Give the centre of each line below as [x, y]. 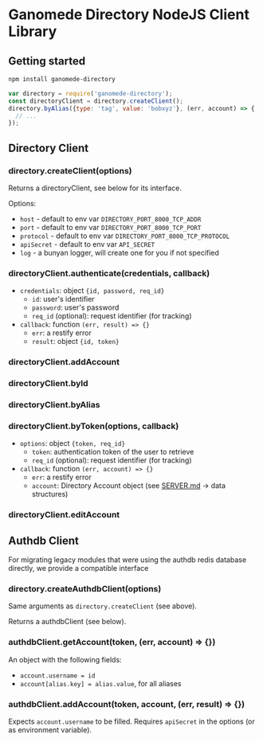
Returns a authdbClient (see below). [67, 622]
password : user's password [75, 307]
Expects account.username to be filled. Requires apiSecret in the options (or [131, 721]
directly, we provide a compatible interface [79, 568]
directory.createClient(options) [70, 170]
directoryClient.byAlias [54, 405]
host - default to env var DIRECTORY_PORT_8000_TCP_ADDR [110, 219]
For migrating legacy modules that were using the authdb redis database [128, 560]
